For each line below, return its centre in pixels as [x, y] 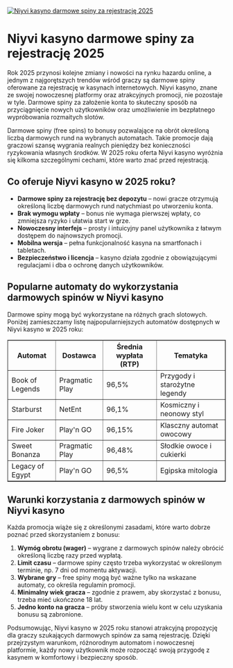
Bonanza [26, 454]
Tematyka [191, 356]
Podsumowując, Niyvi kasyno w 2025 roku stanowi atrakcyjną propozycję [112, 628]
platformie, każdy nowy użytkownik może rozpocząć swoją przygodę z [109, 650]
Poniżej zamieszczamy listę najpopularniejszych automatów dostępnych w [114, 322]
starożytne [178, 384]
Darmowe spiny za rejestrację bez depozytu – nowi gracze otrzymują [118, 199]
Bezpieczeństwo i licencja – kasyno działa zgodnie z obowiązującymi [117, 258]
